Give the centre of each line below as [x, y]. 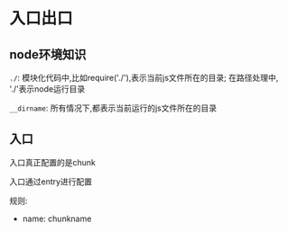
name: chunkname [57, 218]
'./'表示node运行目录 [47, 89]
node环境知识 [48, 54]
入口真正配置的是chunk [53, 162]
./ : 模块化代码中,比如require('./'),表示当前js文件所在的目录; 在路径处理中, [144, 78]
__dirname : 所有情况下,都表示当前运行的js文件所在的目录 [113, 108]
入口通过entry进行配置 [51, 182]
